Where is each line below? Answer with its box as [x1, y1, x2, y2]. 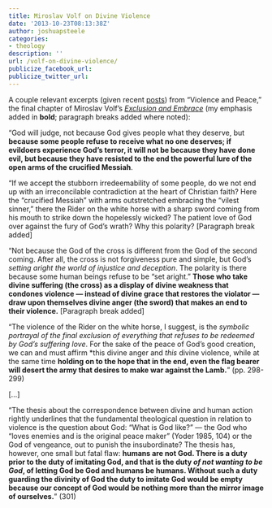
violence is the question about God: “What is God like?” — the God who [8, 422, 248, 432]
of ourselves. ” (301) [8, 491, 77, 501]
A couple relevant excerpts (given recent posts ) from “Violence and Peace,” [8, 94, 262, 104]
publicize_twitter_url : [8, 72, 89, 80]
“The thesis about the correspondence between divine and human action [8, 405, 253, 415]
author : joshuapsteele [8, 27, 85, 35]
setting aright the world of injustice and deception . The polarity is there [8, 263, 248, 272]
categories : [8, 34, 49, 43]
